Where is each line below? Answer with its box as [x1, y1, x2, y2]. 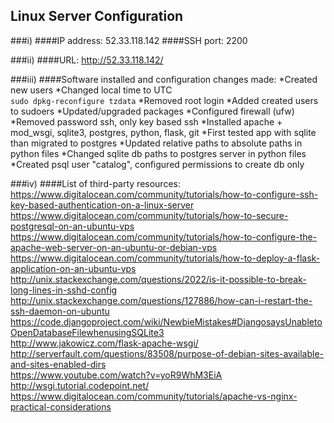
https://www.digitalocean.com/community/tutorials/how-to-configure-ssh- [10, 188, 319, 200]
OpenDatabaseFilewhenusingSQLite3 [10, 326, 165, 338]
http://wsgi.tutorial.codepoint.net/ [10, 379, 150, 391]
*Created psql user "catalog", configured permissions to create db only [10, 158, 305, 170]
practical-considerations [10, 400, 112, 413]
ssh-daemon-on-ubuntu [10, 305, 110, 317]
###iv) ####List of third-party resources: [10, 177, 181, 189]
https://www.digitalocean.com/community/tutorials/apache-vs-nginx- [10, 390, 298, 402]
